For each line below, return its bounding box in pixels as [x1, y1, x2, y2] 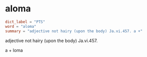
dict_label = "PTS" [5, 19, 46, 24]
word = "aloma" [5, 24, 37, 29]
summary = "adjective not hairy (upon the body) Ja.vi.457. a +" [5, 28, 143, 34]
